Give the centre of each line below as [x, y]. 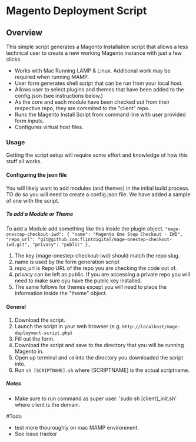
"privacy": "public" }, [62, 245]
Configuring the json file [36, 174]
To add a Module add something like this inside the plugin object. [85, 229]
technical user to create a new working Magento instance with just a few [94, 53]
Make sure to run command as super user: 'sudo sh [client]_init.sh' [96, 398]
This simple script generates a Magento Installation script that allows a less [97, 47]
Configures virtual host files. [49, 127]
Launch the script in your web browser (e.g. [68, 326]
